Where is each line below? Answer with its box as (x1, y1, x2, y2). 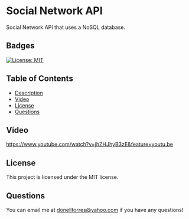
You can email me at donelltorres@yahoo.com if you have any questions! (6, 207, 184, 213)
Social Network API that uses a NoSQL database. (6, 24, 126, 31)
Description (14, 89, 43, 96)
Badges (6, 41, 35, 51)
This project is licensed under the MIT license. (6, 174, 119, 181)
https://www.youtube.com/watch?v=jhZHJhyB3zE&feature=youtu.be (6, 140, 173, 148)
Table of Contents (6, 74, 74, 84)
